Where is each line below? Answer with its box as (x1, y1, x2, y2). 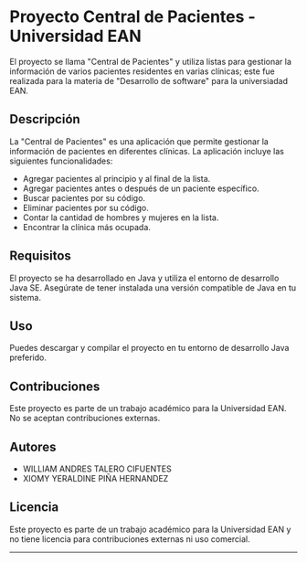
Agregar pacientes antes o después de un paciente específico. (22, 183, 259, 194)
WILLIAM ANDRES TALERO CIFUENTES (22, 463, 172, 474)
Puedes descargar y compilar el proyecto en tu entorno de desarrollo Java (9, 343, 290, 354)
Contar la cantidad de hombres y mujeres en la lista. (22, 212, 219, 223)
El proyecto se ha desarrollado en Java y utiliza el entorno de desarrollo (9, 272, 280, 283)
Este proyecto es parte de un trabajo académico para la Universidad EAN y (9, 524, 291, 535)
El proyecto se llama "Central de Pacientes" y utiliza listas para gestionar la (9, 56, 292, 67)
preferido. (9, 352, 48, 363)
